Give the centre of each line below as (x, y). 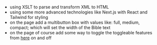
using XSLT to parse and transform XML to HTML (59, 7)
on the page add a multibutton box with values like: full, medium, (75, 22)
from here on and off (31, 38)
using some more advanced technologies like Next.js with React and (78, 12)
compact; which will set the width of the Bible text (60, 28)
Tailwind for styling (29, 17)
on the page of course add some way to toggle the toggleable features (81, 33)
